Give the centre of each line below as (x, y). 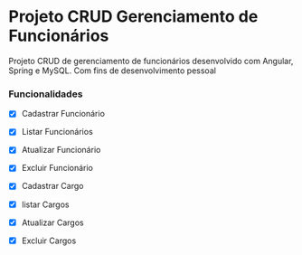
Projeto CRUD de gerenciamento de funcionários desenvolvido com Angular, (151, 61)
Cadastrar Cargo (52, 186)
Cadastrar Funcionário (63, 114)
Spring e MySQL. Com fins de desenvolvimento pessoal (112, 71)
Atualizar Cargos (52, 222)
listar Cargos (45, 204)
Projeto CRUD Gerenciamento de (133, 17)
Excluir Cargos (49, 241)
